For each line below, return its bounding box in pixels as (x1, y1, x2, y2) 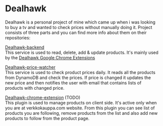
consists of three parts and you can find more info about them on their (5, 29, 147, 35)
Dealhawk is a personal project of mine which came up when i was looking (5, 19, 156, 25)
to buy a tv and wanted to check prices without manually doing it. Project (5, 24, 153, 30)
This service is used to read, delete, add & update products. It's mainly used (5, 50, 159, 55)
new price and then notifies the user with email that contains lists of (5, 79, 142, 86)
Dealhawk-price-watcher (5, 64, 56, 70)
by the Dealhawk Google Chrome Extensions (5, 54, 95, 60)
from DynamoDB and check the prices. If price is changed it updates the (5, 75, 151, 80)
